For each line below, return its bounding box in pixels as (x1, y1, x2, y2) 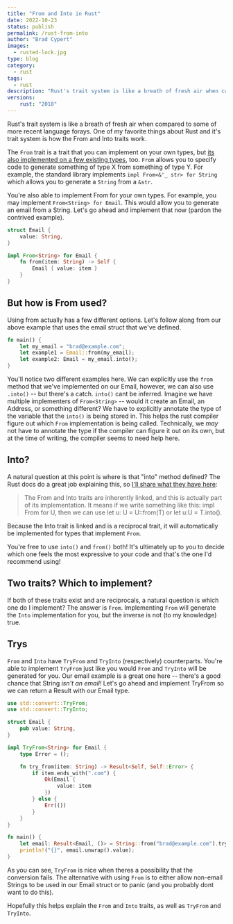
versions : (7, 95, 36, 102)
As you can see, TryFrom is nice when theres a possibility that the (7, 866, 193, 874)
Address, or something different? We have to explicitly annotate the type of (7, 405, 222, 413)
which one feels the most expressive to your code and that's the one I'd (7, 550, 212, 558)
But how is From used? (7, 297, 107, 309)
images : (7, 42, 30, 49)
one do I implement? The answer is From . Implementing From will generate (7, 603, 216, 612)
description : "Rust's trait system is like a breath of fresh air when (7, 88, 218, 95)
